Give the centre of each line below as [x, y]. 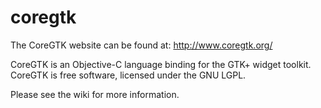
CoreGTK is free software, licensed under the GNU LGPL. [128, 75]
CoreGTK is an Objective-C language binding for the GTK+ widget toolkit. [161, 64]
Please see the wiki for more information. [95, 94]
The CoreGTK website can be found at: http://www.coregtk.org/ [141, 45]
